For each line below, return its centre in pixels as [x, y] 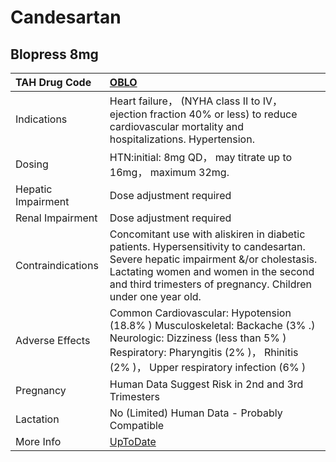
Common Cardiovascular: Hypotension [200, 313]
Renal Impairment [56, 218]
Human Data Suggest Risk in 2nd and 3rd [206, 384]
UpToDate [133, 441]
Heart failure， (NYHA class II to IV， [196, 101]
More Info [38, 441]
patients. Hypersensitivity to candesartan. [207, 246]
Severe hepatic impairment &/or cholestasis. [213, 259]
